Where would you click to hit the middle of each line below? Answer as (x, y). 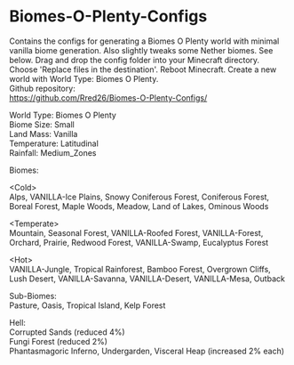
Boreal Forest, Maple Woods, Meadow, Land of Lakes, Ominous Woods (139, 206)
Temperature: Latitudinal (54, 143)
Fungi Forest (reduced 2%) (59, 341)
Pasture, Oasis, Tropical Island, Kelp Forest (87, 305)
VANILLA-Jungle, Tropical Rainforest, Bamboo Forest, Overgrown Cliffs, (140, 269)
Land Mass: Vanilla (44, 134)
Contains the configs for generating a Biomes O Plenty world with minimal (144, 41)
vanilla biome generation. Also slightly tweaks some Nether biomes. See (141, 50)
